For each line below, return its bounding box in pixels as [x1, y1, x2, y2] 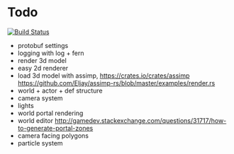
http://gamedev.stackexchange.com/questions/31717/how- [54, 116, 227, 124]
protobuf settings [17, 41, 69, 49]
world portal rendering [17, 109, 84, 117]
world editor [17, 116, 54, 124]
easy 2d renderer [17, 64, 69, 72]
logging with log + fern [17, 49, 84, 57]
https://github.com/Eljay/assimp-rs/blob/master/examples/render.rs [17, 78, 216, 87]
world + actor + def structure [17, 86, 103, 95]
